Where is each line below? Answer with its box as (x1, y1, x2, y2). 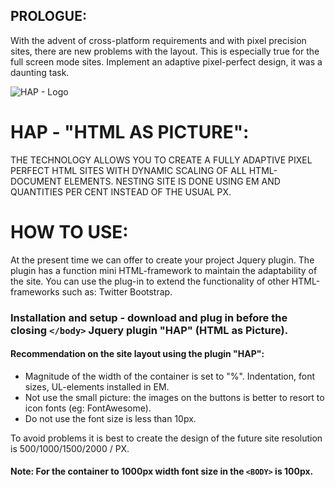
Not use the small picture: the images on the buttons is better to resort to (24, 391, 325, 403)
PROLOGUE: (10, 8, 87, 25)
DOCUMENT (10, 175, 63, 187)
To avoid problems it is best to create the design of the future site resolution (10, 432, 323, 444)
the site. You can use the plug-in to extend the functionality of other (10, 275, 290, 287)
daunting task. (10, 66, 70, 78)
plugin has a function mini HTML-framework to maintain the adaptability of (10, 264, 318, 276)
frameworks (10, 285, 60, 298)
